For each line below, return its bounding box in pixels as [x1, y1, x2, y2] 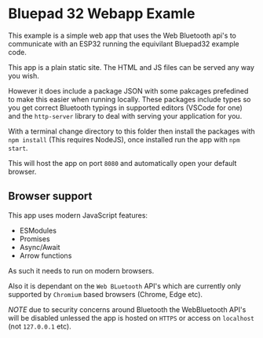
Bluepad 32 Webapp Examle [8, 5, 195, 23]
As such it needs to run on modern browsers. [8, 266, 155, 275]
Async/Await [19, 242, 60, 252]
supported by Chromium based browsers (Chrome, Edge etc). [8, 289, 203, 299]
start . [8, 143, 28, 152]
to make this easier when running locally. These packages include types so [8, 94, 251, 104]
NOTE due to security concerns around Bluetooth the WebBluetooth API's [8, 304, 247, 314]
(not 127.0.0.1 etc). [8, 321, 72, 331]
